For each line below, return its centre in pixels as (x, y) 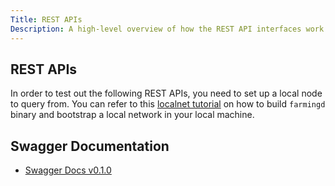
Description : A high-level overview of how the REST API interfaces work (167, 29)
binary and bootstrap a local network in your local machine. (132, 115)
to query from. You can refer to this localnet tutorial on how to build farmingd (168, 104)
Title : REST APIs (46, 19)
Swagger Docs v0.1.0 (68, 170)
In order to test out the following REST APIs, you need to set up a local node (166, 93)
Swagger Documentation (90, 146)
